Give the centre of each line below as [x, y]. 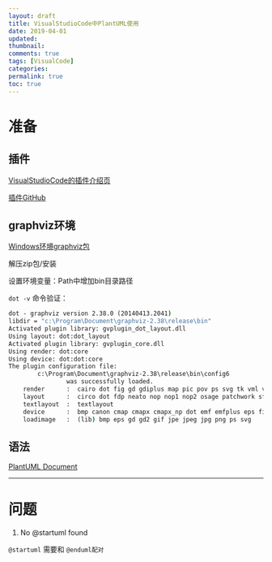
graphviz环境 [42, 225]
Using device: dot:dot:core [56, 359]
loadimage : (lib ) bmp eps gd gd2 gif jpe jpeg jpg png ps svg [137, 419]
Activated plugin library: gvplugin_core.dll [86, 344]
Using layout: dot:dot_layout [59, 336]
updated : [23, 39]
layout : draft [32, 16]
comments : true [34, 54]
